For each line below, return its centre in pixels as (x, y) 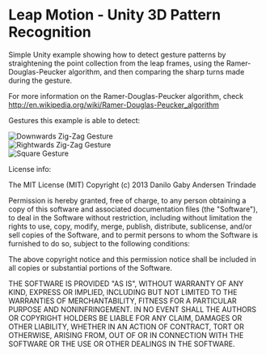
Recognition (50, 32)
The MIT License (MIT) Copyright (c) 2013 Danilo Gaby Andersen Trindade (133, 185)
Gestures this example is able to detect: (74, 120)
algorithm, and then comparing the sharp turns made (156, 71)
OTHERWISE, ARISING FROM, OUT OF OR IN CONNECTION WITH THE (126, 335)
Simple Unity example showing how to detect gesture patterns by (117, 54)
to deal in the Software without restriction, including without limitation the (130, 217)
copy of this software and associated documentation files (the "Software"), (133, 209)
